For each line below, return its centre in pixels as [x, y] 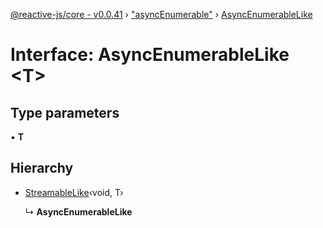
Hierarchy [42, 168]
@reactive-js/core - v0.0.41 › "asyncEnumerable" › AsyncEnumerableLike [161, 14]
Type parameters [65, 112]
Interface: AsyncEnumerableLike [150, 55]
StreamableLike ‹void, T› [74, 192]
